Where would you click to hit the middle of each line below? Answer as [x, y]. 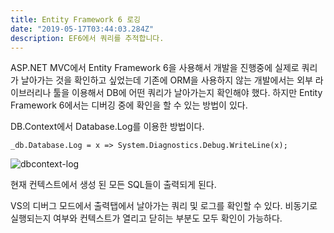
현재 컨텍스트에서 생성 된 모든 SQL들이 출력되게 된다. [113, 185]
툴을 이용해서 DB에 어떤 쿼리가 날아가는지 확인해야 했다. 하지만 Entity [188, 93]
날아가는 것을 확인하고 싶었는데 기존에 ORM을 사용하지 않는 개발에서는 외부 [166, 80]
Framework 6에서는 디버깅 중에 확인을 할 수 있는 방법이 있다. [129, 105]
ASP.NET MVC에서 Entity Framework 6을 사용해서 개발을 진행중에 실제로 [155, 68]
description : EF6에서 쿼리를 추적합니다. [87, 38]
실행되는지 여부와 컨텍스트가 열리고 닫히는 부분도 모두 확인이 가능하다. [146, 218]
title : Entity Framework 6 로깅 [76, 19]
